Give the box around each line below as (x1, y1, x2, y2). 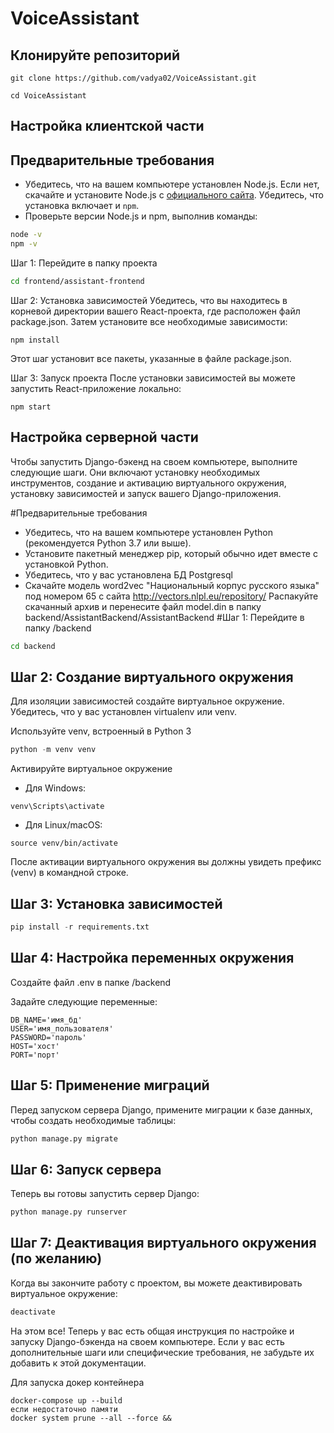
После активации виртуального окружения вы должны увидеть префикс (10, 856, 322, 868)
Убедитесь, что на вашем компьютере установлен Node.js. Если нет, (24, 178, 320, 191)
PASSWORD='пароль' (10, 1032, 87, 1042)
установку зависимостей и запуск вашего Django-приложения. (10, 487, 282, 499)
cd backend (10, 641, 56, 651)
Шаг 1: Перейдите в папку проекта (10, 257, 158, 269)
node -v (10, 230, 43, 240)
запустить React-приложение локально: (10, 382, 182, 394)
